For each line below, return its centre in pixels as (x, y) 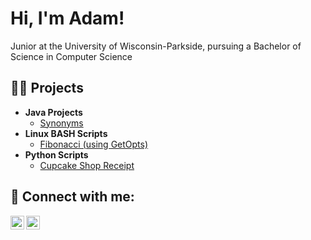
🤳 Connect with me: (72, 197)
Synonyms (61, 123)
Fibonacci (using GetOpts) (94, 144)
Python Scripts (56, 154)
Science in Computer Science (71, 56)
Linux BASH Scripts (66, 133)
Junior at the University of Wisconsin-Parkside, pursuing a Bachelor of (156, 46)
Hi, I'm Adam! (67, 18)
